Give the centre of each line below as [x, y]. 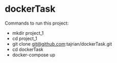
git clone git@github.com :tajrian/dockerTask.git [62, 44]
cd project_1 [25, 38]
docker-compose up [34, 55]
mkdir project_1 [28, 33]
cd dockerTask [28, 49]
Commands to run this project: [37, 23]
